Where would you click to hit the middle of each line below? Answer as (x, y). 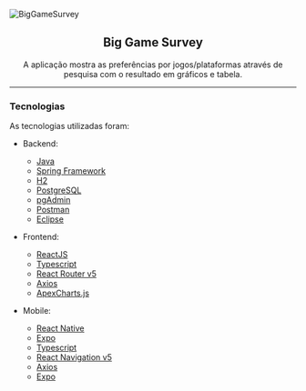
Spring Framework (71, 171)
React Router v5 (66, 274)
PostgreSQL (59, 190)
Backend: (41, 144)
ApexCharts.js (62, 293)
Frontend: (41, 237)
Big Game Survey (153, 42)
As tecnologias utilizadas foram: (70, 126)
